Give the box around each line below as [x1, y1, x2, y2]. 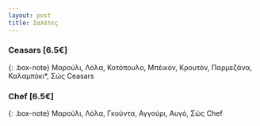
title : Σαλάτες [8, 19, 59, 27]
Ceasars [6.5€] [8, 45, 68, 56]
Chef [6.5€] [8, 91, 54, 102]
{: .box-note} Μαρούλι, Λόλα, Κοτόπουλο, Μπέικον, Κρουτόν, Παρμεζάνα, [8, 62, 252, 72]
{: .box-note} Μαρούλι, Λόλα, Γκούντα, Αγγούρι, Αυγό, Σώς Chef [8, 109, 224, 118]
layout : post [8, 11, 52, 20]
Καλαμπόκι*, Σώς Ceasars [8, 71, 94, 80]
